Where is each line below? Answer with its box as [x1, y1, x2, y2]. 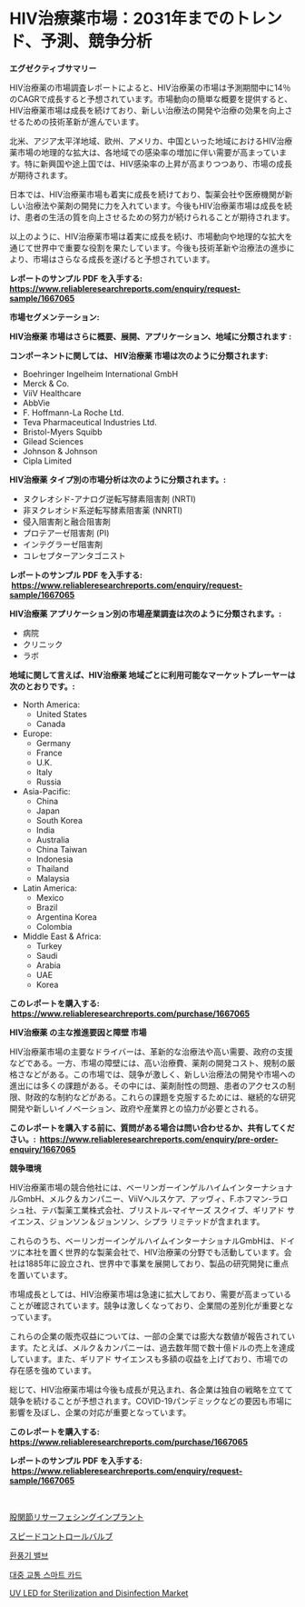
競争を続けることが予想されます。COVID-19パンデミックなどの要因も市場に [9, 1395, 293, 1406]
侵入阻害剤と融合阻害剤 [22, 515, 111, 527]
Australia [35, 833, 70, 845]
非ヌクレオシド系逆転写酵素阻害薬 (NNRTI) [22, 504, 183, 515]
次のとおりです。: [9, 681, 75, 692]
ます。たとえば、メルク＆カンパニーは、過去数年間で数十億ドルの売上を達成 [9, 1342, 295, 1352]
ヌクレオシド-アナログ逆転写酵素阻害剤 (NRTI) [22, 493, 197, 504]
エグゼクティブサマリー [9, 63, 97, 74]
